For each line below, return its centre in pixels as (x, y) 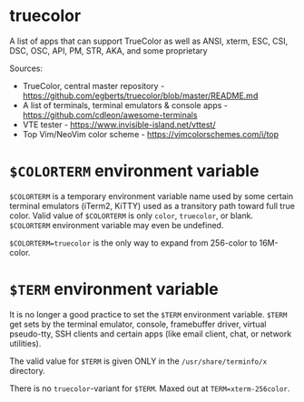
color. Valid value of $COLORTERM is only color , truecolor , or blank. (132, 216)
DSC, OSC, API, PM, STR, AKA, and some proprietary (108, 50)
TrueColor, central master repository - (93, 85)
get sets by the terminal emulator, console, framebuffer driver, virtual (138, 324)
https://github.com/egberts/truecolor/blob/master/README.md (140, 95)
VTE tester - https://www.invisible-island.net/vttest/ (119, 125)
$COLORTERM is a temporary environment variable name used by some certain (152, 196)
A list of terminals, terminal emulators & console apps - (125, 105)
